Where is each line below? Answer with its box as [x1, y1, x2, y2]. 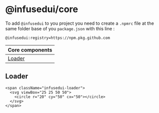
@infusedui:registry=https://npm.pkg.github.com [5, 35, 110, 40]
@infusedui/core [5, 4, 78, 15]
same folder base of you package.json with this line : [5, 25, 115, 31]
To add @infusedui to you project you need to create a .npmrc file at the [5, 20, 154, 26]
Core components [8, 46, 52, 53]
